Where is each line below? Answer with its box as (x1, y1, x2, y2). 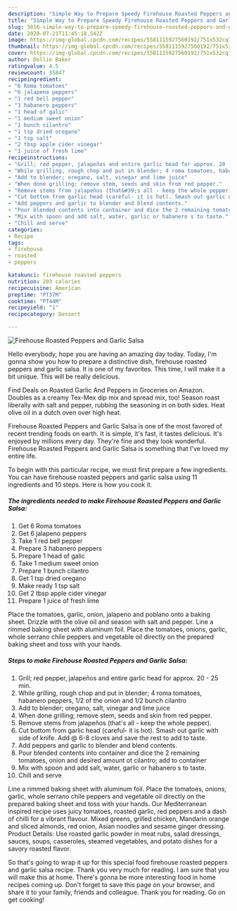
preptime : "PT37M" (8, 291, 62, 298)
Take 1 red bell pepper (18, 536, 83, 545)
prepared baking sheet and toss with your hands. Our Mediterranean (8, 799, 207, 808)
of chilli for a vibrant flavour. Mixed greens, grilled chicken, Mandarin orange (8, 814, 229, 823)
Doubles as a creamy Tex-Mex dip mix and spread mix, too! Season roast (8, 393, 220, 402)
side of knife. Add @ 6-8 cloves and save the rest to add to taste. (18, 733, 207, 742)
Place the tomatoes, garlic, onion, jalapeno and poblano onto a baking (8, 610, 210, 618)
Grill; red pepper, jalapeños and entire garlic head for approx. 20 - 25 (18, 673, 219, 682)
